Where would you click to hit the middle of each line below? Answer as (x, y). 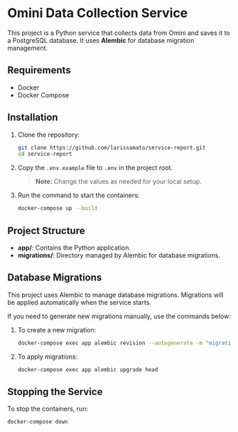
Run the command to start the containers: (79, 195)
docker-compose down (38, 422)
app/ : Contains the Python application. (74, 248)
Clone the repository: (49, 135)
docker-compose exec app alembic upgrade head (88, 369)
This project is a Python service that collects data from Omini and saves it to (119, 33)
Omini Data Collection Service (98, 13)
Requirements (39, 70)
